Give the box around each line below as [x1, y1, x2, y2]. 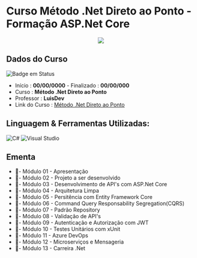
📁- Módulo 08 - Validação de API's [14, 213, 101, 220]
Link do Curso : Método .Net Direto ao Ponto [14, 101, 125, 108]
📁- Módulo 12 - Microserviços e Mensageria [14, 238, 124, 245]
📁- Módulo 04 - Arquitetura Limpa [14, 187, 99, 194]
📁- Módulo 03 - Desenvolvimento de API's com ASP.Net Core [14, 181, 168, 188]
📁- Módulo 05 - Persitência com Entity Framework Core [14, 193, 153, 201]
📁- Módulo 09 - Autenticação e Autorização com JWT [14, 219, 149, 227]
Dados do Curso [6, 54, 68, 64]
